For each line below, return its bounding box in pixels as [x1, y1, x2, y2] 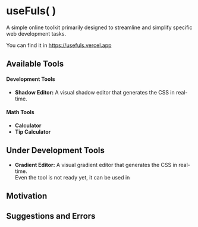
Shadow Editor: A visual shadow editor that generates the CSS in [14, 89, 175, 96]
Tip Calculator [14, 128, 51, 135]
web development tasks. [6, 30, 67, 37]
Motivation [6, 191, 48, 201]
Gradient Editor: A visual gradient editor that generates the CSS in [14, 161, 177, 168]
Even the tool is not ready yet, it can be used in [14, 174, 130, 181]
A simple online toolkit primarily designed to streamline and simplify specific [6, 24, 193, 31]
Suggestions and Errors [6, 211, 96, 221]
